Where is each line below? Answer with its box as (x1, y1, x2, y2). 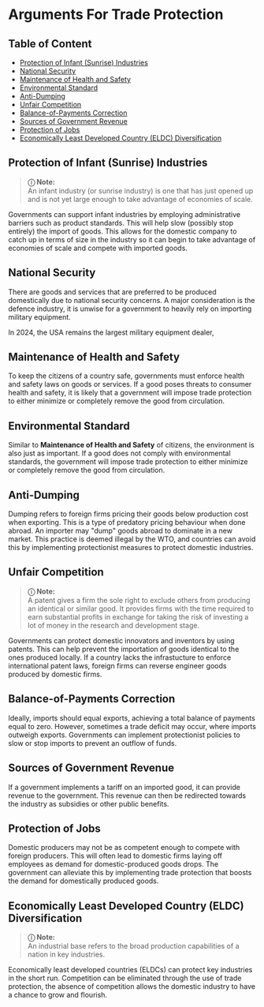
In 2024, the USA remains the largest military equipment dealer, (8, 328, 214, 337)
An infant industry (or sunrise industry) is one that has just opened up (27, 185, 254, 195)
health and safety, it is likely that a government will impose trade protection (8, 388, 252, 398)
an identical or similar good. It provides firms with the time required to (27, 604, 255, 613)
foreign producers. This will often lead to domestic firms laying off (8, 851, 223, 861)
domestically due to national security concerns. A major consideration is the (8, 295, 255, 305)
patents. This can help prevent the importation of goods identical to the (8, 644, 240, 653)
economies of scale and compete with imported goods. (8, 243, 188, 253)
